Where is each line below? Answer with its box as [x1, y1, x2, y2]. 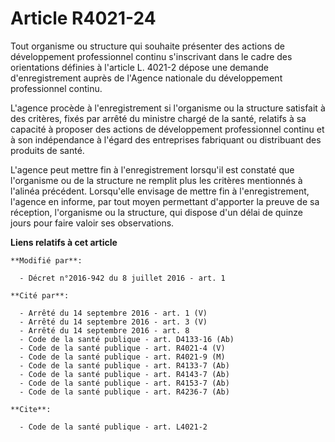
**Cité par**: [10, 290, 70, 301]
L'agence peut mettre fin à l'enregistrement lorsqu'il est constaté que [10, 163, 295, 176]
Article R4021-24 [10, 7, 157, 30]
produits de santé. [10, 144, 85, 156]
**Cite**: [10, 404, 52, 414]
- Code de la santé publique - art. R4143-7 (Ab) [19, 369, 230, 379]
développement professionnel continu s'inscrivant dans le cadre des [10, 50, 293, 62]
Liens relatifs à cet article [10, 236, 118, 248]
